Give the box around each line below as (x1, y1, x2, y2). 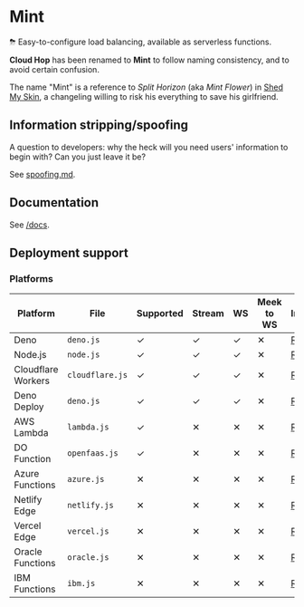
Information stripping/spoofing (9, 118, 188, 133)
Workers (14, 374, 51, 387)
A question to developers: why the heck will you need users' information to (9, 141, 289, 152)
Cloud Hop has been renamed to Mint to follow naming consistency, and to (9, 54, 290, 65)
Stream (192, 307, 224, 320)
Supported (136, 307, 184, 320)
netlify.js (67, 500, 115, 511)
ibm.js (67, 578, 96, 589)
